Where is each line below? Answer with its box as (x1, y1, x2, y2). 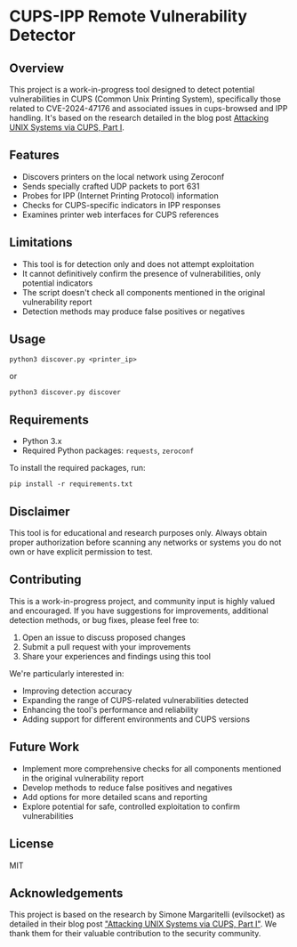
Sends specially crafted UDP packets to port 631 (21, 181, 200, 191)
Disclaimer (9, 504, 70, 519)
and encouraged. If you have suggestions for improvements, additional (9, 605, 269, 616)
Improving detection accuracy (21, 685, 132, 696)
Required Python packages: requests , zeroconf (21, 445, 194, 456)
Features (9, 148, 60, 163)
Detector (9, 25, 76, 45)
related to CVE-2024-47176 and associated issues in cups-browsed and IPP (9, 103, 288, 113)
